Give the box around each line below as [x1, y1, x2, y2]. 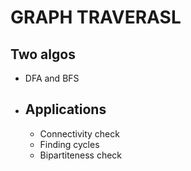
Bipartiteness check [39, 149, 123, 161]
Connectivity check [39, 127, 120, 140]
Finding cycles [39, 138, 100, 150]
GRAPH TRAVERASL [10, 6, 182, 29]
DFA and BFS [24, 72, 80, 84]
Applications [24, 101, 107, 118]
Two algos [10, 46, 76, 63]
